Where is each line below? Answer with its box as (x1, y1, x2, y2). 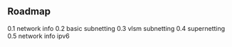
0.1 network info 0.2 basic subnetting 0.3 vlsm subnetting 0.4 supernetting (7, 24, 226, 32)
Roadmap (7, 6, 51, 18)
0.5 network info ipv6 (7, 32, 70, 40)
